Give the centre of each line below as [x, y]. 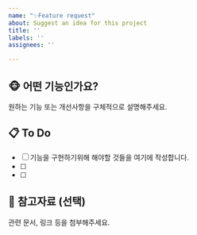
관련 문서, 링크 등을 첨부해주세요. [59, 222]
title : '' [25, 30]
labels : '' [26, 38]
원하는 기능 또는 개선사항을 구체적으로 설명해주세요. [88, 106]
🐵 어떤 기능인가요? [54, 86]
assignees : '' [32, 45]
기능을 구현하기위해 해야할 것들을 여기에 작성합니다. [109, 157]
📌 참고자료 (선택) [47, 202]
